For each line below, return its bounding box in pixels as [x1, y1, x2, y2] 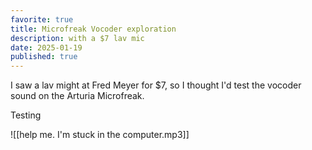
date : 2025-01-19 [10, 42, 83, 53]
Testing [10, 109, 42, 121]
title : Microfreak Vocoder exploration [10, 24, 177, 34]
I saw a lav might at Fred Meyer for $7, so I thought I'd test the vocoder [10, 79, 302, 91]
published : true [10, 52, 78, 62]
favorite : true [10, 14, 74, 25]
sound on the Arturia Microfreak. [10, 90, 145, 102]
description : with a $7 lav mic [10, 33, 145, 43]
